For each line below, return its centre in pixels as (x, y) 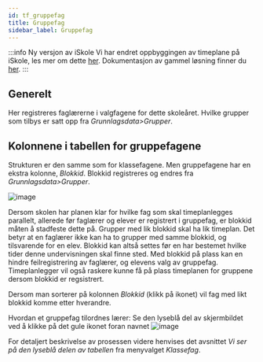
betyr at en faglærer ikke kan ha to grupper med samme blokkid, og (117, 237)
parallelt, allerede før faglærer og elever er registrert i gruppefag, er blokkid (130, 220)
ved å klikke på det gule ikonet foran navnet (79, 326)
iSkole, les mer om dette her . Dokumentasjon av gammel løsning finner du (128, 61)
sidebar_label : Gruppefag (50, 30)
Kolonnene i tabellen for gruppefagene (105, 146)
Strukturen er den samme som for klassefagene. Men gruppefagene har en (130, 165)
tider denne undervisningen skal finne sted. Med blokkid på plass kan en (126, 254)
